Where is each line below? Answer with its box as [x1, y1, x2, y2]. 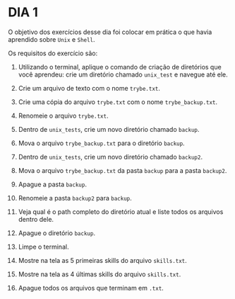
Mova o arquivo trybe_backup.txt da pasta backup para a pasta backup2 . [18, 166, 227, 174]
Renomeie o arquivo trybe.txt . [18, 111, 109, 120]
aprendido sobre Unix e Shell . [8, 35, 95, 43]
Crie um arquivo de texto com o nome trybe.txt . [18, 84, 161, 92]
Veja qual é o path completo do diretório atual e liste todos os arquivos [18, 207, 224, 216]
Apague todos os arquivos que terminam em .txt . [18, 283, 164, 292]
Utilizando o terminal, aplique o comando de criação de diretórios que [18, 62, 222, 71]
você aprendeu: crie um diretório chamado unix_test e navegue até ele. [18, 70, 228, 79]
